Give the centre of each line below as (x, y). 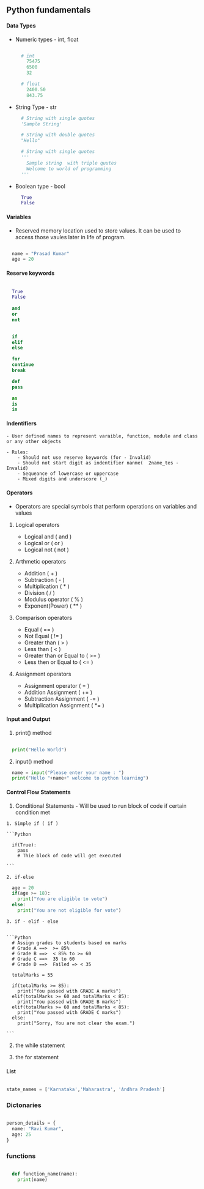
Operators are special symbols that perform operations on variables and (106, 506)
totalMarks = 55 (32, 975)
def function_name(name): (45, 1174)
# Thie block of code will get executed (69, 855)
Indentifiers (21, 423)
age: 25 (22, 1135)
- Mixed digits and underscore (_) (63, 479)
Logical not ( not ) (46, 550)
